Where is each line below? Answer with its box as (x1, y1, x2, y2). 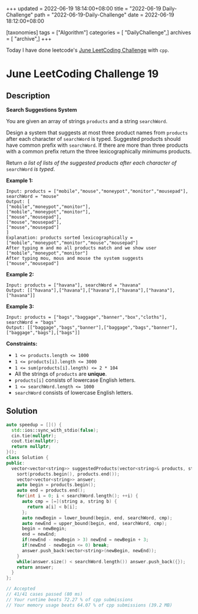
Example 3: (6, 303, 34, 310)
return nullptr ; (11, 444, 51, 450)
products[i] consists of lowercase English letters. (14, 377, 136, 384)
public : (6, 460, 25, 466)
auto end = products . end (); (16, 487, 85, 494)
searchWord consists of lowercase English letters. (14, 389, 133, 396)
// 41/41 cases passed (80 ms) (6, 592, 83, 598)
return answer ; (16, 564, 54, 570)
